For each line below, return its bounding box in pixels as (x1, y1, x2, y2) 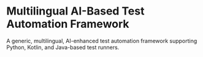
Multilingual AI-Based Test (6, 4, 145, 18)
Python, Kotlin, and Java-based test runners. (6, 44, 120, 51)
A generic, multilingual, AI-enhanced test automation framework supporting (6, 37, 197, 44)
